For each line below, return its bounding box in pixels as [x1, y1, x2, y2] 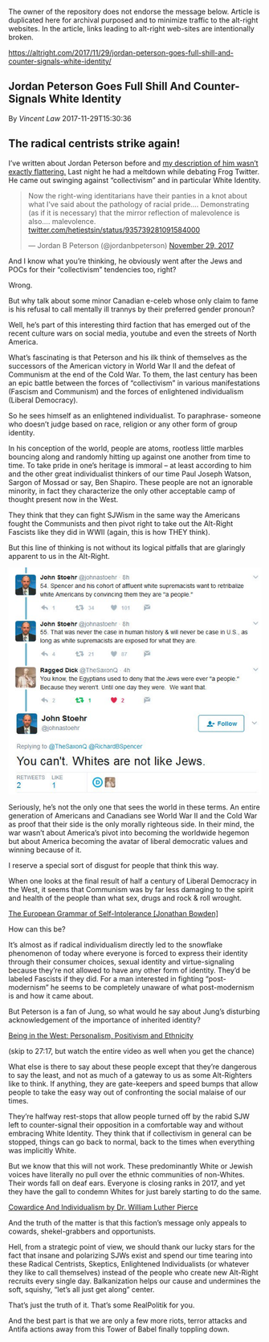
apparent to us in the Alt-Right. [8, 551, 110, 561]
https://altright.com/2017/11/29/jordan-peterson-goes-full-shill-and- [8, 48, 234, 57]
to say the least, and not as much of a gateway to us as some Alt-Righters [8, 1071, 253, 1080]
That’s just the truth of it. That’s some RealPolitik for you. [8, 1300, 195, 1310]
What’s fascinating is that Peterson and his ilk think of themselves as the [8, 353, 247, 362]
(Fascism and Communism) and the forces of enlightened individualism [8, 386, 244, 396]
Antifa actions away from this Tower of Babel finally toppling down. [8, 1324, 230, 1334]
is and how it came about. [8, 991, 94, 1001]
